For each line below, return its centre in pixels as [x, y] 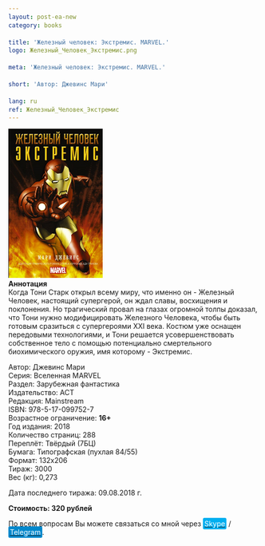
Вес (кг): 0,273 [33, 477]
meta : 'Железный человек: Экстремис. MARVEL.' [87, 68]
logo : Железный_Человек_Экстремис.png [73, 51]
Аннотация [28, 284]
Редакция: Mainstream [46, 401]
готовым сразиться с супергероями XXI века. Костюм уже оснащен [125, 326]
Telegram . [27, 532]
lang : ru [23, 101]
